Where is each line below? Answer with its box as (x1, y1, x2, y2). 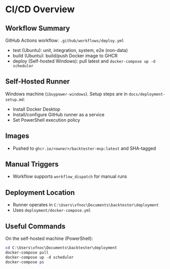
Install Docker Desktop (12, 106, 61, 112)
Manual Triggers (5, 160, 59, 169)
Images (5, 131, 30, 141)
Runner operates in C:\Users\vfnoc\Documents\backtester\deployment (12, 202, 159, 208)
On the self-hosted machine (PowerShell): (5, 235, 93, 241)
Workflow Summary (5, 24, 70, 33)
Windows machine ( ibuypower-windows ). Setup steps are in (5, 91, 128, 97)
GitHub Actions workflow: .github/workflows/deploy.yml (5, 37, 124, 43)
